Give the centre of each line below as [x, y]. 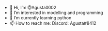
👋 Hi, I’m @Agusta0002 [33, 8]
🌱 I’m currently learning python [40, 18]
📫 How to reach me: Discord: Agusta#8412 [53, 23]
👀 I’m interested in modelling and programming [56, 13]
